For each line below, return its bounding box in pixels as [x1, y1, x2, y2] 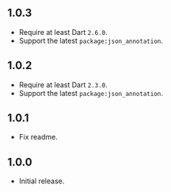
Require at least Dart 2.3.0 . [18, 79, 108, 90]
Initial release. [18, 176, 65, 186]
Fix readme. [18, 132, 59, 142]
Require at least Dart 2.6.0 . [18, 27, 108, 36]
